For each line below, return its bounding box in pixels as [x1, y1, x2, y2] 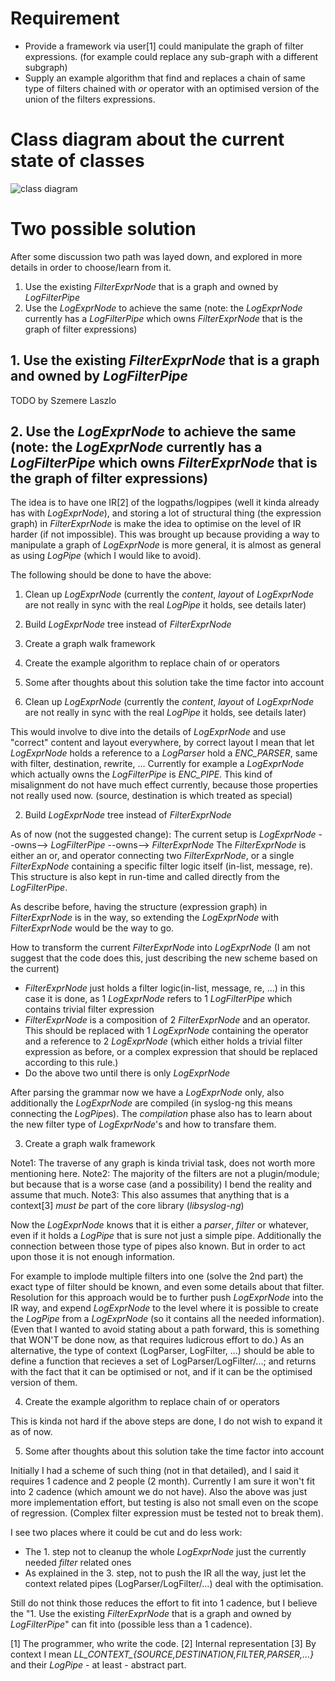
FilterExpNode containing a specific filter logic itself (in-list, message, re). [10, 860, 313, 872]
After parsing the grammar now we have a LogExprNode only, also [10, 1087, 285, 1099]
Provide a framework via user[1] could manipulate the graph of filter [24, 40, 304, 52]
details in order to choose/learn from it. [10, 261, 172, 273]
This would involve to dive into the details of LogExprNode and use [10, 726, 287, 738]
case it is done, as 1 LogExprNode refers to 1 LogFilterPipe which [24, 993, 293, 1005]
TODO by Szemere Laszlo [10, 394, 117, 406]
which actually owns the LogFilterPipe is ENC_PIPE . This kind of [10, 768, 273, 781]
